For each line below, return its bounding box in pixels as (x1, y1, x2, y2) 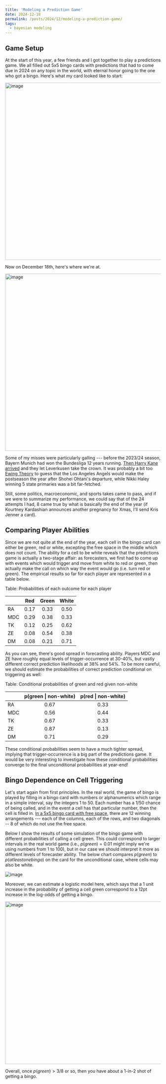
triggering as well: (5, 671, 42, 677)
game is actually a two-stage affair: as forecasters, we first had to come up (5, 555, 158, 561)
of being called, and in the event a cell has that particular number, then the (5, 805, 157, 811)
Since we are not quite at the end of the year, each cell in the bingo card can (5, 539, 161, 545)
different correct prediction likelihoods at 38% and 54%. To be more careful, (5, 661, 161, 667)
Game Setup (5, 44, 44, 52)
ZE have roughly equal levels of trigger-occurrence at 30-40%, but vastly (5, 656, 155, 662)
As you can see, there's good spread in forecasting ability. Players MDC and (5, 650, 160, 656)
